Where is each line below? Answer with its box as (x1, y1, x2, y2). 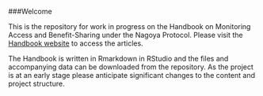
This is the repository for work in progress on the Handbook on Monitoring (8, 22, 251, 31)
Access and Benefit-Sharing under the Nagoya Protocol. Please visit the (8, 31, 243, 39)
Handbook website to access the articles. (8, 39, 144, 48)
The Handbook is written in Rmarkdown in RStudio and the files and (8, 54, 229, 63)
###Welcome (8, 7, 53, 16)
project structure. (8, 79, 65, 88)
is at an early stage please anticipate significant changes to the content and (8, 71, 256, 79)
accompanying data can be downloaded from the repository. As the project (8, 62, 253, 72)
